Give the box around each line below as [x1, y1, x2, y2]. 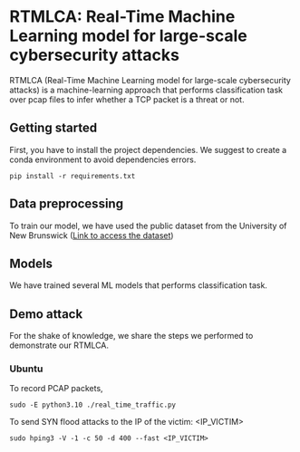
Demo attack [9, 306, 83, 322]
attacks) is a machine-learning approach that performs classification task [9, 84, 284, 95]
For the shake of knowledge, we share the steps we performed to [9, 331, 254, 341]
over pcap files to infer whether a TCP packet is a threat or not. [9, 93, 245, 105]
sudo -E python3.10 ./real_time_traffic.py [9, 400, 177, 409]
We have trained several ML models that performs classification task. [9, 280, 267, 291]
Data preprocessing [9, 197, 124, 212]
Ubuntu [9, 362, 44, 375]
